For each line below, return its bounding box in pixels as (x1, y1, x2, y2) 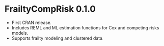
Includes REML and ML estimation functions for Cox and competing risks (11, 24, 159, 30)
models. (11, 30, 28, 36)
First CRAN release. (11, 20, 52, 25)
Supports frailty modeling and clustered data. (11, 35, 104, 41)
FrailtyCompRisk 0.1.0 (4, 3, 96, 15)
